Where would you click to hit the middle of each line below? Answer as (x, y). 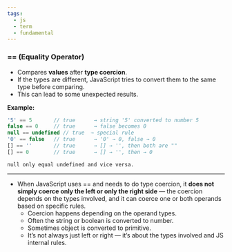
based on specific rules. (51, 206)
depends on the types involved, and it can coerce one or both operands (119, 198)
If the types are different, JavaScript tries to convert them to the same (116, 79)
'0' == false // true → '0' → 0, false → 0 (81, 139)
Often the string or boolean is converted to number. (100, 220)
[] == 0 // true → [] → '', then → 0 (80, 152)
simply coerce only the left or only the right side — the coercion (110, 191)
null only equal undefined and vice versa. (71, 164)
